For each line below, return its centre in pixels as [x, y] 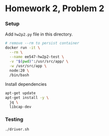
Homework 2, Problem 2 [55, 9]
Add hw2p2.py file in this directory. [39, 34]
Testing [14, 119]
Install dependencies [26, 84]
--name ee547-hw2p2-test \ [37, 57]
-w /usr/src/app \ [28, 66]
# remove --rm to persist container [42, 43]
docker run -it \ [23, 48]
